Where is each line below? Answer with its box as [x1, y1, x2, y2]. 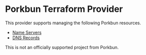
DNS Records [12, 35, 40, 41]
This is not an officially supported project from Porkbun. [5, 44, 119, 50]
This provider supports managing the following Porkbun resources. [5, 20, 142, 26]
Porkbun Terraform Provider [5, 3, 123, 15]
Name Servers [12, 29, 42, 35]
